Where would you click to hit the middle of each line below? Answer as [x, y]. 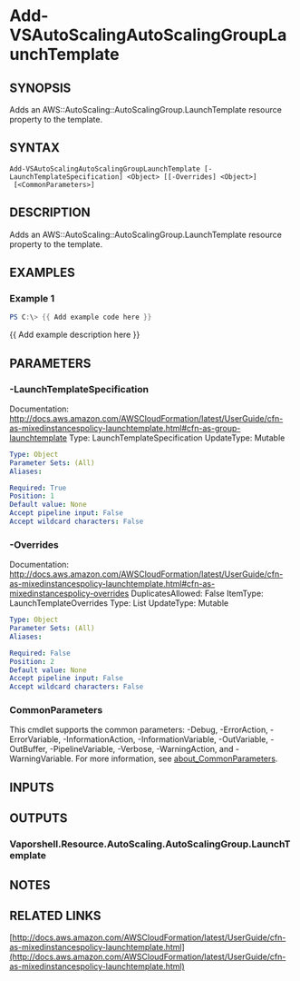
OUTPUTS [39, 818]
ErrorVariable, [35, 739]
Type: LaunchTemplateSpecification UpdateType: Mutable [177, 438]
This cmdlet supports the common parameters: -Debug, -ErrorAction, [139, 730]
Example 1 [32, 298]
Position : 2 [32, 661]
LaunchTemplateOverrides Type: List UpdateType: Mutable [119, 603]
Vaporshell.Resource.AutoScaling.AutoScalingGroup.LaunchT [150, 844]
